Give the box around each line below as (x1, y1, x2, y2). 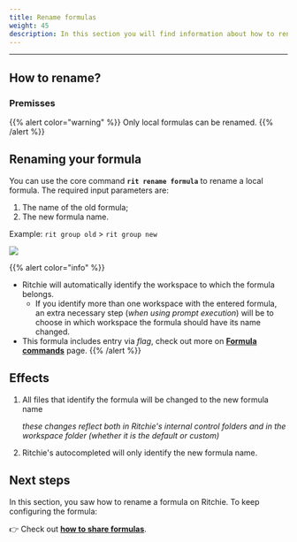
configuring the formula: (9, 506, 98, 516)
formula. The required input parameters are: (9, 185, 170, 195)
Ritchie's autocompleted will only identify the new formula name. (21, 447, 258, 458)
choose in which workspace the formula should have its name (34, 317, 261, 327)
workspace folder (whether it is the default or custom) (21, 430, 220, 440)
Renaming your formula (9, 152, 141, 167)
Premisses (9, 96, 56, 109)
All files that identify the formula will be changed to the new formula (21, 394, 270, 405)
